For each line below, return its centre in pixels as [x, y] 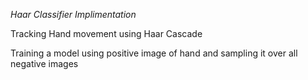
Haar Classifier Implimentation [73, 14]
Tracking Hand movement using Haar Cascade [106, 33]
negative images [44, 63]
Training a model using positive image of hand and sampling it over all [154, 53]
